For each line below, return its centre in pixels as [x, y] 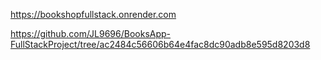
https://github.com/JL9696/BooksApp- [91, 33]
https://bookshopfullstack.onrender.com [93, 14]
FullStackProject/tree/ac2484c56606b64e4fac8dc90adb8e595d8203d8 [160, 44]
